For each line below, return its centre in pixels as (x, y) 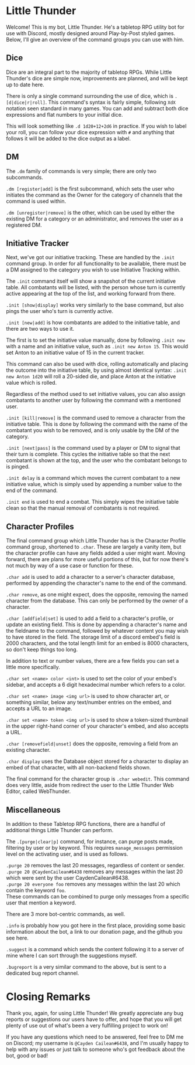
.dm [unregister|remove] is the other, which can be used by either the (90, 212)
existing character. (28, 750)
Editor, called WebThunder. (39, 791)
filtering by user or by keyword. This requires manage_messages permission (94, 848)
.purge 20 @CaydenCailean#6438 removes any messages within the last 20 (94, 871)
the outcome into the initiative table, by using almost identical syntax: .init (96, 370)
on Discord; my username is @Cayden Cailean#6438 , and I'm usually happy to (97, 1043)
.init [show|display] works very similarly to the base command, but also (95, 305)
